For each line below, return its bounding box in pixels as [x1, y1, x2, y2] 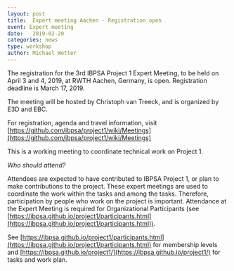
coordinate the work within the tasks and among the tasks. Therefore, [7, 189, 209, 198]
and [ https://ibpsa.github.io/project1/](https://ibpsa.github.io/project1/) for [7, 248, 221, 256]
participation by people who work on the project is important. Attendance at [7, 196, 227, 205]
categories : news [7, 37, 58, 44]
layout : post [7, 10, 46, 18]
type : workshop [7, 43, 52, 50]
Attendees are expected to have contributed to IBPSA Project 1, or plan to [7, 174, 219, 183]
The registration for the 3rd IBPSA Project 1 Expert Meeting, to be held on [7, 68, 219, 77]
